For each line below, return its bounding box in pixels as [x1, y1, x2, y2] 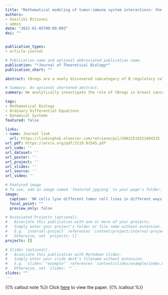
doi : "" [5, 31, 21, 36]
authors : [5, 12, 23, 17]
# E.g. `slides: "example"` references [5, 261, 93, 266]
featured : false [5, 117, 39, 123]
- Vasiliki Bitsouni [5, 17, 48, 22]
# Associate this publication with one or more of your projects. [5, 219, 151, 225]
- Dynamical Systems [5, 113, 48, 118]
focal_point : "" [9, 201, 43, 206]
